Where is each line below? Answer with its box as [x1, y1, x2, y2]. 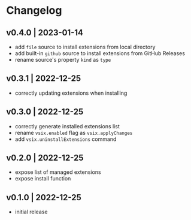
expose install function [14, 175, 71, 182]
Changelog [6, 4, 62, 17]
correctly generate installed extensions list [14, 122, 120, 129]
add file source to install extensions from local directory [14, 43, 156, 50]
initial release [14, 208, 48, 216]
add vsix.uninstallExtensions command [14, 135, 117, 143]
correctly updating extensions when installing [14, 89, 128, 97]
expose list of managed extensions [14, 168, 101, 176]
